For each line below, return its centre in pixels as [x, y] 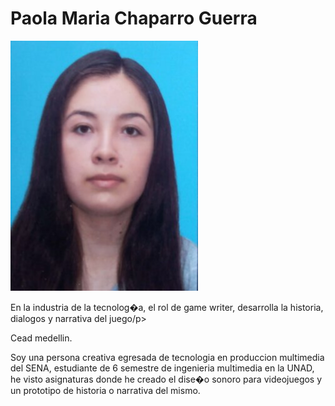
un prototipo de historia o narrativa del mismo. [105, 390]
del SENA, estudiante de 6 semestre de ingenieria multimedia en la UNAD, [162, 368]
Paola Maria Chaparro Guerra [134, 18]
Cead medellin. [41, 338]
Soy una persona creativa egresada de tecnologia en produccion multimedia [167, 357]
